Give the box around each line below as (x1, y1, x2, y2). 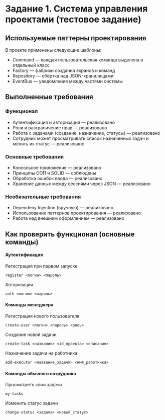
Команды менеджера (5, 302, 54, 308)
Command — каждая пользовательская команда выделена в (12, 57, 143, 63)
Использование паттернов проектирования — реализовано (12, 210, 141, 216)
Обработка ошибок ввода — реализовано (12, 175, 103, 181)
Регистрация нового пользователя (5, 313, 80, 319)
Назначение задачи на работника (5, 350, 78, 356)
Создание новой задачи (5, 331, 57, 338)
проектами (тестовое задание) (5, 14, 141, 25)
